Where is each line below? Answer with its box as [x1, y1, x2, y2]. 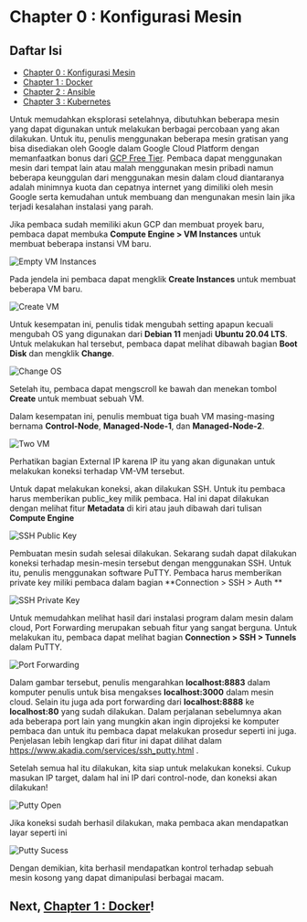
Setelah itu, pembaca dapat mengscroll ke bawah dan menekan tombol [9, 384, 277, 394]
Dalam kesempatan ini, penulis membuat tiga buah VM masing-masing [9, 411, 275, 421]
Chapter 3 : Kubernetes [22, 96, 111, 107]
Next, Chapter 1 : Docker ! [9, 898, 155, 915]
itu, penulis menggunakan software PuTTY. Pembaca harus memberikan [9, 567, 282, 578]
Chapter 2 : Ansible [22, 87, 96, 97]
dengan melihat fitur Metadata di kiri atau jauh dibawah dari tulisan [9, 503, 262, 514]
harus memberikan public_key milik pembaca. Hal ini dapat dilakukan [9, 493, 270, 503]
